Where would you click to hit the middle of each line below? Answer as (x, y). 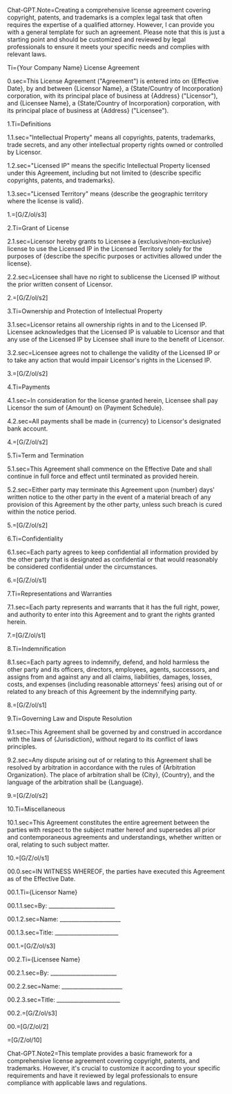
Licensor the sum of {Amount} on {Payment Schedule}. (86, 408)
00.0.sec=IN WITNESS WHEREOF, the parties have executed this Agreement (116, 871)
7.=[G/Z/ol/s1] (27, 635)
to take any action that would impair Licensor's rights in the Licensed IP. (109, 360)
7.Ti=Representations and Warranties (60, 593)
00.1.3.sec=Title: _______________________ (63, 932)
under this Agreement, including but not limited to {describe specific (104, 173)
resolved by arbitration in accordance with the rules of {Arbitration (101, 767)
